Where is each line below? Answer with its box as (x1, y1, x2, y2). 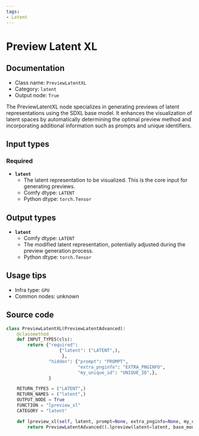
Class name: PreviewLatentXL (14, 79, 86, 86)
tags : (6, 8, 20, 15)
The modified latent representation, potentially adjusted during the (23, 241, 185, 248)
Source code (6, 310, 54, 320)
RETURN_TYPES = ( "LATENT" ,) (17, 386, 86, 392)
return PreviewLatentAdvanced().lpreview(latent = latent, (27, 424, 171, 430)
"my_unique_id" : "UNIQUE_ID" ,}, (78, 370, 158, 376)
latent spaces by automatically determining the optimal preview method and (6, 116, 191, 123)
